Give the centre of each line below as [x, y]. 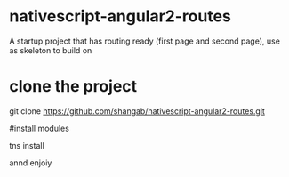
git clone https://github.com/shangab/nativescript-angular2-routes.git [137, 111]
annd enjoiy [31, 163]
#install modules [39, 128]
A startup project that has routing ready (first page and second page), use [144, 41]
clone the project [73, 87]
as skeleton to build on [51, 50]
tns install [27, 145]
